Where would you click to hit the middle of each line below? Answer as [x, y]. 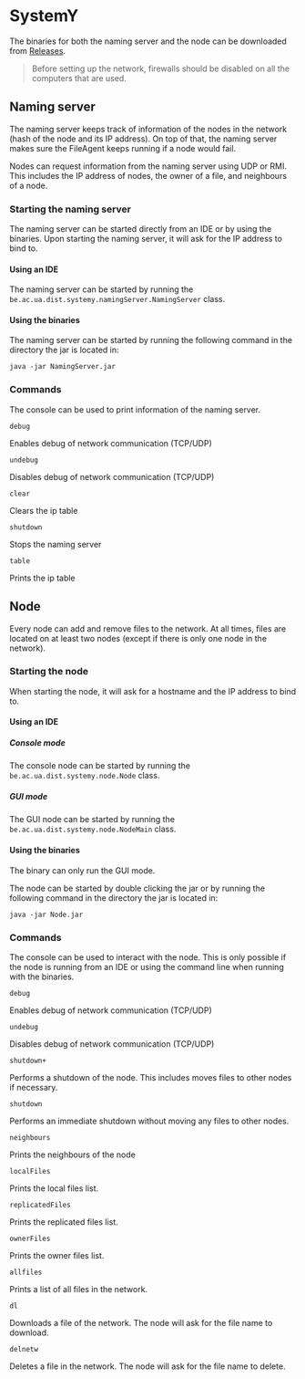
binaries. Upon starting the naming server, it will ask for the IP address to [146, 239]
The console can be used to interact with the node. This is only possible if [148, 957]
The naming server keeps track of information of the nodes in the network [148, 129]
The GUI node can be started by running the [92, 820]
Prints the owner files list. [57, 1255]
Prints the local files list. [54, 1188]
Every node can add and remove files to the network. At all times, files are [148, 628]
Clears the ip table [44, 510]
